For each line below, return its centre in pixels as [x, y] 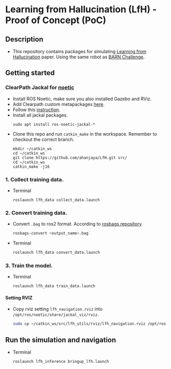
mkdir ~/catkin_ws [32, 149]
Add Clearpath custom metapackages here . [58, 104]
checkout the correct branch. [43, 139]
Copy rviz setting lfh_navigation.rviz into [58, 309]
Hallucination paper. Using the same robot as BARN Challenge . [79, 57]
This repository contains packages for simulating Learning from [79, 51]
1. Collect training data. [34, 179]
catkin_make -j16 [31, 167]
